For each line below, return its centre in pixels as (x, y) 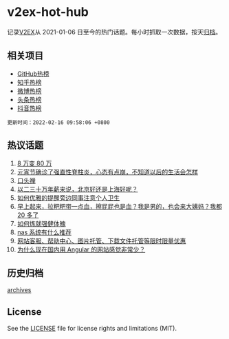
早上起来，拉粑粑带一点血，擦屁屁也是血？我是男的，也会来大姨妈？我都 (119, 206)
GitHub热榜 (33, 74)
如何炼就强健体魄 (41, 223)
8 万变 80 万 (34, 163)
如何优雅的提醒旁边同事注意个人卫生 (68, 198)
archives (19, 290)
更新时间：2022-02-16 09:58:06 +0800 (58, 122)
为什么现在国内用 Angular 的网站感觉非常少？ (81, 249)
